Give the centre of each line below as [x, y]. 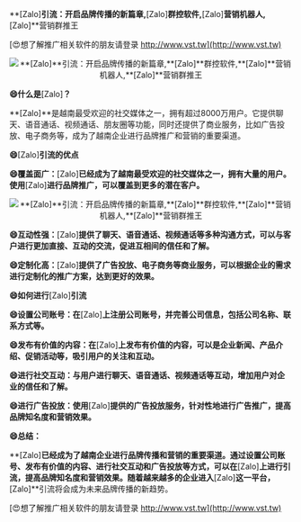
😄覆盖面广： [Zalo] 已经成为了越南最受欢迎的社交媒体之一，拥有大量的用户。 [150, 174]
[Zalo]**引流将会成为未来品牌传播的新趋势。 [91, 489]
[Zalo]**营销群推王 [44, 25]
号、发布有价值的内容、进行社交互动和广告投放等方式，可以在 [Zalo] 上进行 [146, 466]
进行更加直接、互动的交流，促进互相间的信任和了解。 [115, 246]
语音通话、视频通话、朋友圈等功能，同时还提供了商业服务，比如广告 [150, 124]
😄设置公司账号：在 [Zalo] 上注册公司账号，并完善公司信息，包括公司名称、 [146, 315]
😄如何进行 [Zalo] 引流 [48, 295]
